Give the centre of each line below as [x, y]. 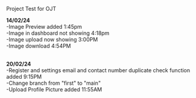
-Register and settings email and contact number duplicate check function [98, 70]
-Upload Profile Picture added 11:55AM [54, 89]
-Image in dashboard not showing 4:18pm [58, 33]
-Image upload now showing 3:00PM [52, 39]
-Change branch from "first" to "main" [54, 83]
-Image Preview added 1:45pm [44, 27]
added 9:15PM [24, 77]
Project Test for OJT [31, 9]
